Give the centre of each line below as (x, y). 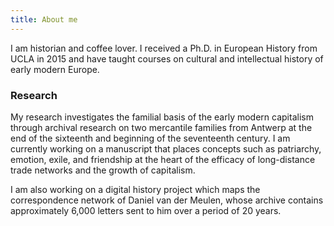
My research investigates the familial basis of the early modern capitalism (162, 117)
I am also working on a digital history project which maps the (135, 189)
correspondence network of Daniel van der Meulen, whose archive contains (167, 200)
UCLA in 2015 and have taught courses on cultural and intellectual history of (167, 58)
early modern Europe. (55, 69)
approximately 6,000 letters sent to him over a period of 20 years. (146, 210)
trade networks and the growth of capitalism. (103, 170)
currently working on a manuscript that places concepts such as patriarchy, (166, 148)
